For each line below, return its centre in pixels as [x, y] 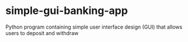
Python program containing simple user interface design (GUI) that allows [94, 27]
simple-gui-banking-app [67, 11]
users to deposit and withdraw [42, 33]
